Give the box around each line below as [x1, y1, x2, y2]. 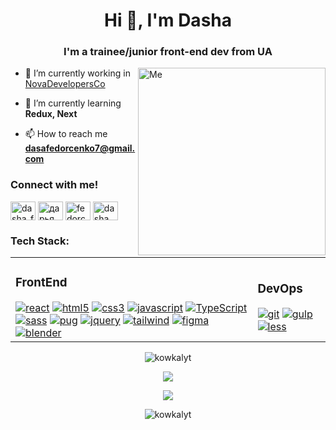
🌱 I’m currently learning [24, 97, 122, 109]
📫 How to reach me [24, 128, 108, 140]
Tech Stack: [10, 234, 70, 248]
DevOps [257, 281, 303, 297]
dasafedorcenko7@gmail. [24, 142, 136, 154]
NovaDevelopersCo [24, 78, 106, 90]
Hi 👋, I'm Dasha [103, 9, 232, 32]
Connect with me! [10, 178, 99, 192]
